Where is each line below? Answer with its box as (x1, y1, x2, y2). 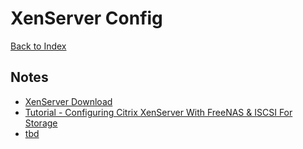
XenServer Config (10, 7, 163, 30)
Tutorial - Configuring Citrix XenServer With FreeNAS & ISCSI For (24, 106, 293, 118)
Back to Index (10, 40, 67, 52)
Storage (24, 117, 58, 129)
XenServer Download (24, 95, 113, 107)
